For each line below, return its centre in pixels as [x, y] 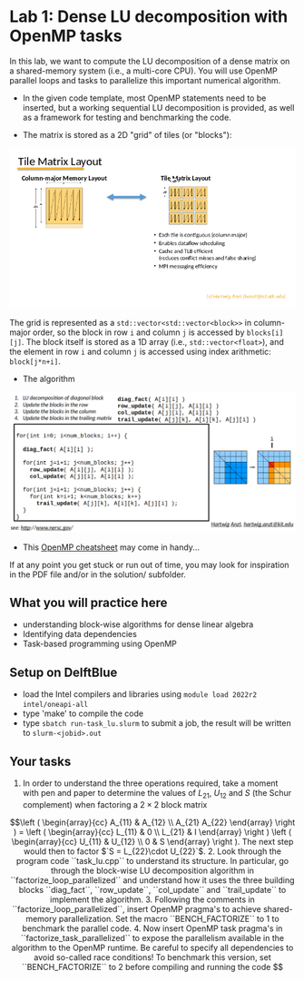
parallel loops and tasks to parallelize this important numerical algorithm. [145, 80]
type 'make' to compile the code [83, 713]
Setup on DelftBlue [64, 672]
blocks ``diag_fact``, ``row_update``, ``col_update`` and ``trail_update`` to [152, 889]
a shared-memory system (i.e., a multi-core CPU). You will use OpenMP [144, 71]
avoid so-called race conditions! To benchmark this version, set [152, 957]
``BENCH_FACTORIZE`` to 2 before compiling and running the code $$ [152, 966]
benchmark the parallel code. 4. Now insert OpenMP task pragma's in [152, 928]
